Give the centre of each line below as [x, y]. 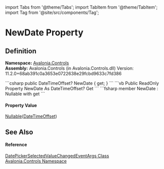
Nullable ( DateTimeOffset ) [31, 116]
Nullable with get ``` [25, 94]
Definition [21, 51]
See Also [19, 132]
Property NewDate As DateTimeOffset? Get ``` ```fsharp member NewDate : [82, 88]
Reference [16, 145]
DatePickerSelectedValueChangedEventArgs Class [57, 156]
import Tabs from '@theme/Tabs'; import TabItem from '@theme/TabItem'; [82, 7]
